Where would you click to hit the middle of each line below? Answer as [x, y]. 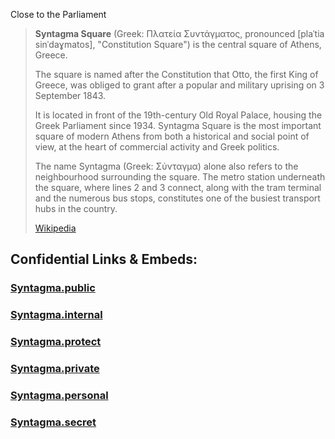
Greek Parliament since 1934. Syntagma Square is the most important [178, 125]
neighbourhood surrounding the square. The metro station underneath [180, 177]
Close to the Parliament [58, 14]
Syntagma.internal [56, 315]
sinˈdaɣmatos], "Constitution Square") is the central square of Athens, [178, 44]
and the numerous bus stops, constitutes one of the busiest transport [177, 198]
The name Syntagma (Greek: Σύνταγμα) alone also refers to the [166, 166]
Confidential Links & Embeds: [104, 259]
